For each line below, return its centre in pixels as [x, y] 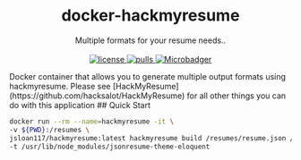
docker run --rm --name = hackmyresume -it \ [92, 122]
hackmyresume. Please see [60, 86]
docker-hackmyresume [150, 16]
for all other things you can [236, 96]
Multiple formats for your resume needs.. [150, 40]
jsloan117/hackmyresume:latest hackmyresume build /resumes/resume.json [148, 138]
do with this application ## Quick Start [80, 105]
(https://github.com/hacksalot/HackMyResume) [97, 96]
